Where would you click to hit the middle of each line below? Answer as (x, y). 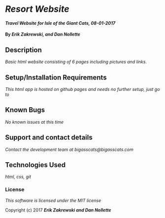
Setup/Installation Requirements (56, 77)
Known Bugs (25, 110)
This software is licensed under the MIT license (53, 200)
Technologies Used (35, 165)
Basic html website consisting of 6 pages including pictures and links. (76, 62)
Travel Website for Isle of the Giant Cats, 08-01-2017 (60, 23)
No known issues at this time (34, 122)
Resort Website (37, 9)
